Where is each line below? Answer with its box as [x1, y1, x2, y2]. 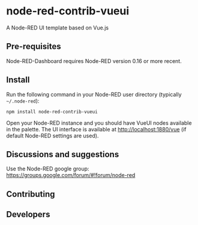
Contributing [6, 189, 55, 199]
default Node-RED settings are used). [6, 132, 99, 139]
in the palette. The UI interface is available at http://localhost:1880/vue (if [6, 125, 187, 133]
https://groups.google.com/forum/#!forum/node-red [6, 172, 136, 179]
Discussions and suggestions [6, 149, 119, 160]
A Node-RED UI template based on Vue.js [6, 24, 109, 31]
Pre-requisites [6, 41, 61, 52]
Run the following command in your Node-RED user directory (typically [6, 91, 182, 98]
